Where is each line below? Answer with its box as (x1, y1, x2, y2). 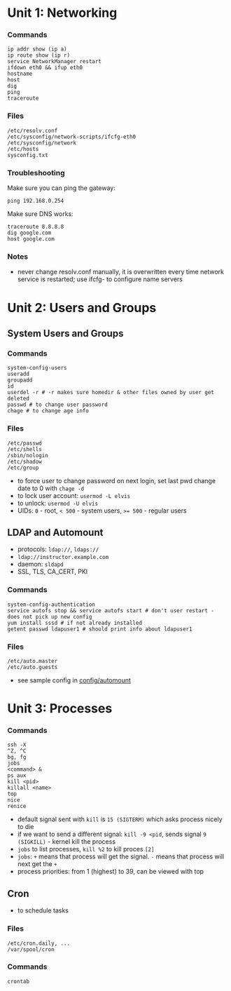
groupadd (7, 377, 33, 384)
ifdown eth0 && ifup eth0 (7, 65, 83, 72)
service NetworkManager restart (7, 58, 101, 65)
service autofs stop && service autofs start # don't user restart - (7, 607, 215, 614)
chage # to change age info (7, 407, 90, 414)
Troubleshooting (7, 168, 65, 177)
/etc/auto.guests (7, 663, 58, 670)
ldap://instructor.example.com (17, 554, 109, 561)
